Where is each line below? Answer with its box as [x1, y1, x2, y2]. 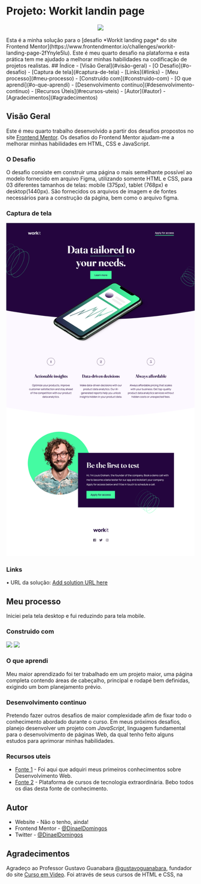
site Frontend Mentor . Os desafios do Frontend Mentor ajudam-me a [6, 133, 175, 141]
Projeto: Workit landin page [6, 4, 145, 18]
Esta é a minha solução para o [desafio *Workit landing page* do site [6, 36, 178, 43]
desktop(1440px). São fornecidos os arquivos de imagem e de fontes [6, 188, 177, 195]
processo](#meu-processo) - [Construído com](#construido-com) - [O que [6, 74, 191, 82]
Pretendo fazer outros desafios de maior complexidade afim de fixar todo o [6, 712, 192, 719]
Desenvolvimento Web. [14, 772, 72, 780]
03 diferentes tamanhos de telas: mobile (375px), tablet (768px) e [6, 181, 168, 189]
